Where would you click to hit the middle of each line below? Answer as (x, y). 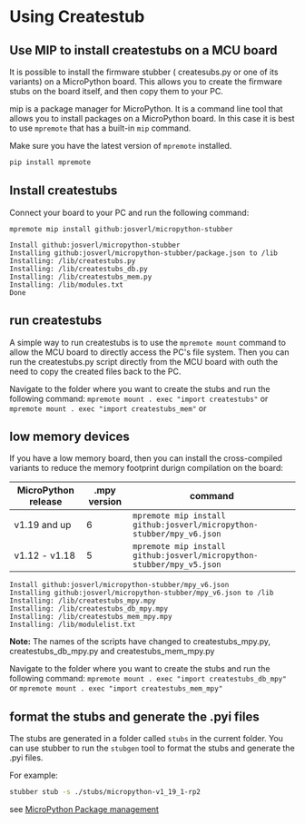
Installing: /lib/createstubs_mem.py (81, 277)
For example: (34, 775)
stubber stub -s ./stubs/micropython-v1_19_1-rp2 (105, 792)
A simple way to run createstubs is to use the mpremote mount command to (148, 342)
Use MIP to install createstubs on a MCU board (143, 50)
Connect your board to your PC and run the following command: (129, 212)
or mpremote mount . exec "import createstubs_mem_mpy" (116, 688)
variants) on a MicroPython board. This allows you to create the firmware (146, 82)
